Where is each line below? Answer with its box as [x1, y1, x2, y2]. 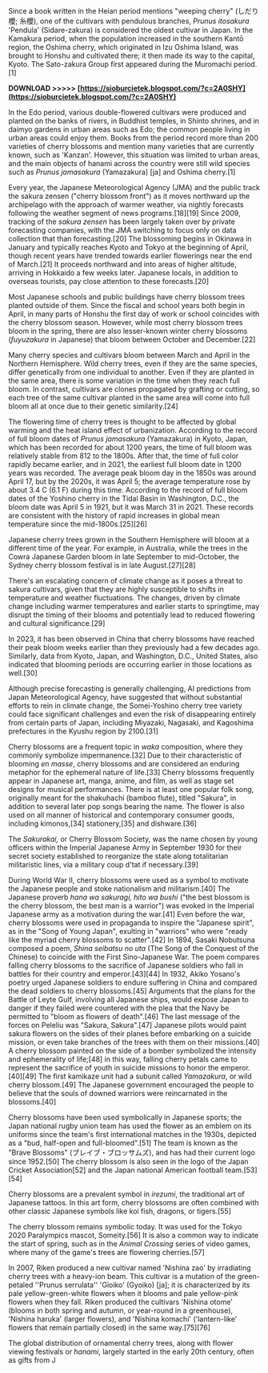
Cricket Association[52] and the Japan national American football [8, 1165, 224, 1175]
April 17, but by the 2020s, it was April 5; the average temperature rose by [8, 477, 251, 486]
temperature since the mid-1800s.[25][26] [8, 519, 148, 529]
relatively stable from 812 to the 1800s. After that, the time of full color [8, 451, 239, 461]
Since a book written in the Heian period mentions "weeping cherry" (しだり [8, 6, 259, 15]
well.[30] [8, 668, 38, 677]
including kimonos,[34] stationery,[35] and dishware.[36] [8, 819, 198, 828]
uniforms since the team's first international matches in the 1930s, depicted [8, 1130, 258, 1139]
